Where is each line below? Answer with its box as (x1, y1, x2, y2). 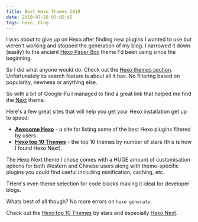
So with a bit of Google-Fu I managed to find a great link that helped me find (6, 90, 191, 98)
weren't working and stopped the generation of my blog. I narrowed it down (6, 42, 191, 49)
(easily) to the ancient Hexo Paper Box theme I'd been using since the (6, 49, 176, 56)
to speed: (6, 114, 30, 121)
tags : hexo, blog (6, 20, 49, 25)
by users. (14, 132, 38, 139)
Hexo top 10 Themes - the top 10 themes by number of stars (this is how (14, 139, 192, 146)
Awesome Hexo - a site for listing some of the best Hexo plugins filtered (14, 126, 191, 133)
